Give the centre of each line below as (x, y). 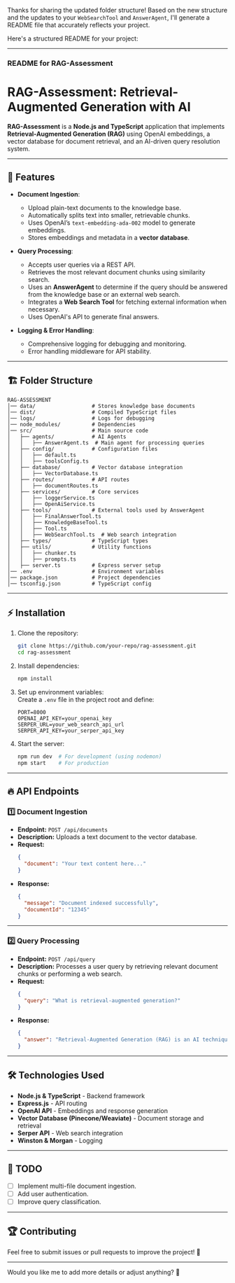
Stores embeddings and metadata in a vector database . (109, 237)
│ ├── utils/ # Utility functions (79, 547)
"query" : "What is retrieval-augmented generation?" (102, 1000)
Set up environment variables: (60, 692)
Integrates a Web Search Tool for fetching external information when (127, 302)
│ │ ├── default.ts (42, 455)
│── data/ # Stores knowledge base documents (101, 406)
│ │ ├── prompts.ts (42, 559)
